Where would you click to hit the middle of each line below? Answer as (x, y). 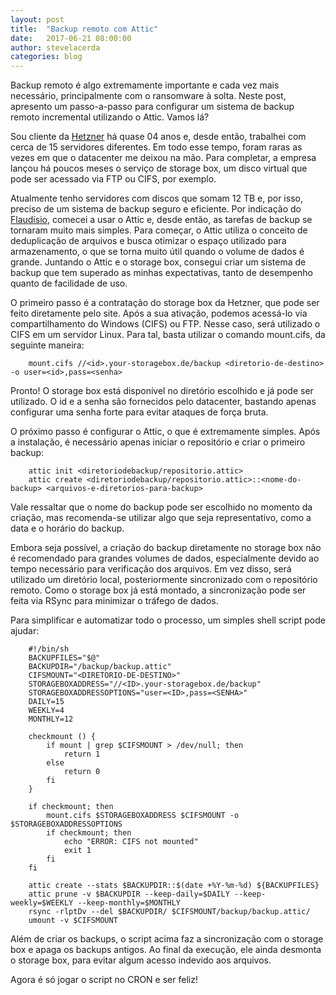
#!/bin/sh (49, 649)
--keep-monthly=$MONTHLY (129, 903)
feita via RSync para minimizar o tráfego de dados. (114, 601)
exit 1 (77, 851)
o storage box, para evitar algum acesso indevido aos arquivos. (141, 960)
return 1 (82, 754)
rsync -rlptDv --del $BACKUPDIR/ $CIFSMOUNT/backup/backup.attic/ (169, 912)
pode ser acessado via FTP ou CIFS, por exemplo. (113, 179)
